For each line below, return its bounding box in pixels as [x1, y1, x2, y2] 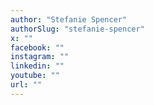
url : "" [10, 80, 43, 90]
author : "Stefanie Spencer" [10, 14, 128, 25]
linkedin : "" [10, 61, 65, 71]
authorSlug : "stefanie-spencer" [10, 24, 145, 34]
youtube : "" [10, 71, 60, 81]
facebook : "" [10, 42, 65, 53]
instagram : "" [10, 52, 70, 62]
